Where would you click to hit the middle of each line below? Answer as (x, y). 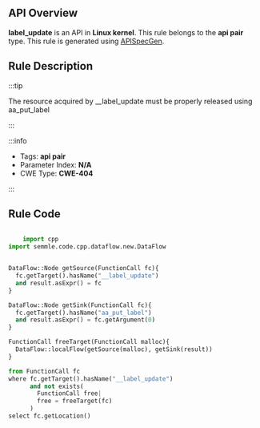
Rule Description (51, 66)
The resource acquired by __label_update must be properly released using (130, 101)
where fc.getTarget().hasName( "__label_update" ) (91, 379)
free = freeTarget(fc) (75, 401)
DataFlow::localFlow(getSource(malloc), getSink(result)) (114, 349)
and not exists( (56, 386)
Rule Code (35, 214)
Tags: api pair (43, 156)
